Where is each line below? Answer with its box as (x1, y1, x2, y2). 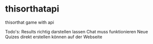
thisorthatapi (5, 3, 60, 15)
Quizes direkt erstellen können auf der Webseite (5, 34, 102, 40)
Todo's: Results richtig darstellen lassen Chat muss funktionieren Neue (5, 29, 148, 34)
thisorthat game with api (5, 19, 54, 25)
